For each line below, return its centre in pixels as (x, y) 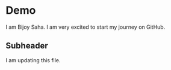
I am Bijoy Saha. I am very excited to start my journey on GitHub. (85, 27)
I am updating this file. (33, 60)
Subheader (27, 46)
